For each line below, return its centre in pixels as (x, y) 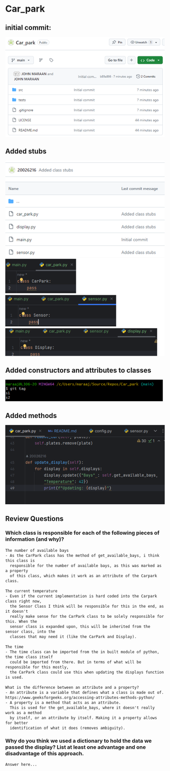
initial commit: (28, 28)
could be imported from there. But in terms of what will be (76, 662)
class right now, (24, 601)
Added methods (31, 416)
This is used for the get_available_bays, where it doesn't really (82, 708)
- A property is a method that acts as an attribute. (63, 703)
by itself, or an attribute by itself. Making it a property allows (83, 718)
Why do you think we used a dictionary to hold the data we (78, 741)
